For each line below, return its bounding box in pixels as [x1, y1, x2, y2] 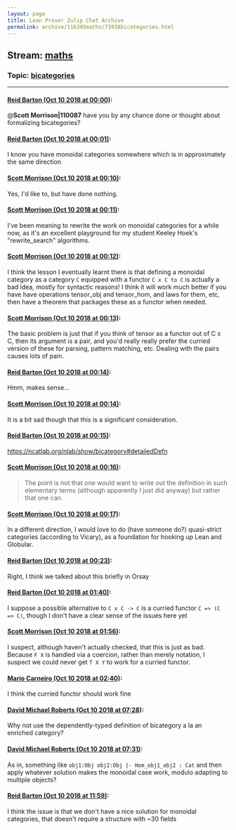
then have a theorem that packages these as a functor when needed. [7, 298, 207, 306]
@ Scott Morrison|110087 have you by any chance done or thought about [7, 111, 221, 119]
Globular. [7, 540, 34, 549]
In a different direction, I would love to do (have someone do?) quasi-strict [7, 525, 222, 534]
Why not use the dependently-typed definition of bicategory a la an [7, 721, 202, 730]
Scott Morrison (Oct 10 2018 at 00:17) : [7, 510, 121, 518]
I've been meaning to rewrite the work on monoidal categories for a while [7, 221, 219, 229]
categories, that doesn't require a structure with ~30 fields [7, 815, 177, 823]
